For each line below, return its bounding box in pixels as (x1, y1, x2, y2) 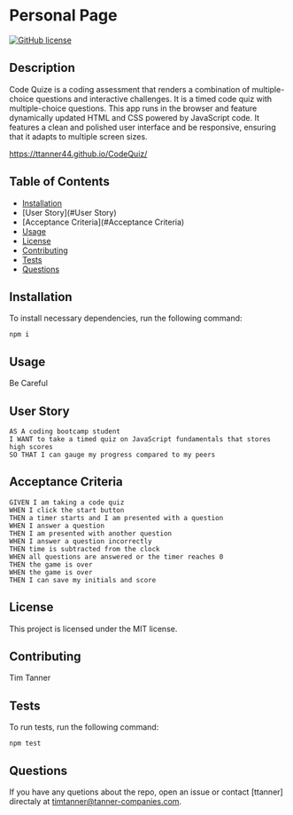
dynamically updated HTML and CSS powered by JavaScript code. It (9, 112, 259, 123)
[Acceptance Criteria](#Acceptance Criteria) (21, 217, 185, 227)
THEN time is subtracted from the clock (9, 544, 161, 553)
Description (9, 60, 75, 75)
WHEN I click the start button (9, 505, 125, 515)
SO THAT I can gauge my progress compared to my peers (9, 450, 216, 459)
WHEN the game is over (9, 567, 93, 577)
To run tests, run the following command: (9, 722, 159, 732)
